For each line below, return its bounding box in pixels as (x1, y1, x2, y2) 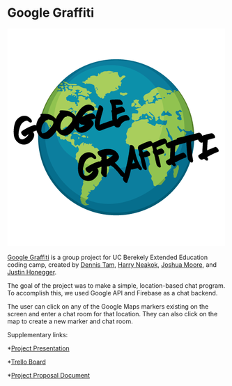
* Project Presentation (7, 343, 70, 353)
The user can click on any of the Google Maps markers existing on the (7, 302, 209, 311)
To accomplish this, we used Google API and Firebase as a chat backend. (7, 288, 218, 297)
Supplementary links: (7, 330, 68, 339)
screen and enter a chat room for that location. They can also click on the (7, 309, 218, 318)
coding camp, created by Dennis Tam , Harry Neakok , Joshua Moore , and (7, 260, 217, 269)
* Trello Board (7, 357, 47, 366)
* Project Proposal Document (7, 371, 91, 379)
